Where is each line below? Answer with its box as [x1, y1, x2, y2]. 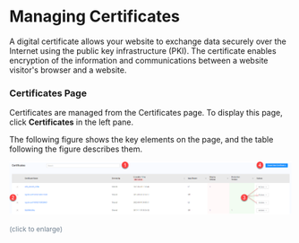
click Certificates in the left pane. [9, 117, 134, 127]
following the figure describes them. [9, 143, 143, 154]
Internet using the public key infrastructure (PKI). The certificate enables [9, 45, 277, 56]
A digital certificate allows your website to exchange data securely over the [9, 36, 286, 47]
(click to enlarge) [9, 224, 63, 234]
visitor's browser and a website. [9, 65, 127, 75]
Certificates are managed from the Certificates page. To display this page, [9, 108, 284, 118]
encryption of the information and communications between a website [9, 55, 269, 65]
